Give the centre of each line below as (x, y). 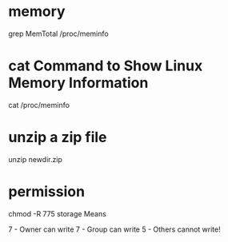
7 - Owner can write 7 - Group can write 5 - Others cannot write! (115, 229)
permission (47, 192)
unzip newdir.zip (35, 159)
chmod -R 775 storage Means (57, 213)
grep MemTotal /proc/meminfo (59, 34)
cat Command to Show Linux (106, 66)
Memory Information (78, 83)
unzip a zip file (58, 137)
